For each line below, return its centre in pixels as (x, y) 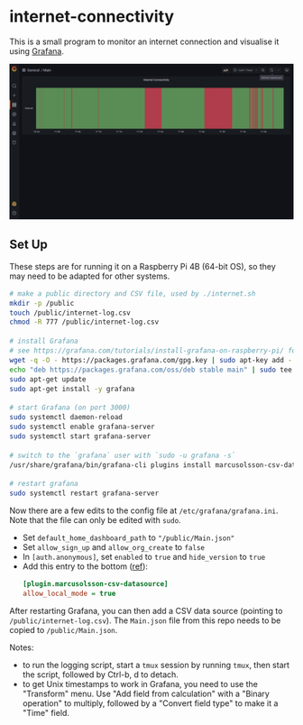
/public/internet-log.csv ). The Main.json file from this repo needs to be (145, 620)
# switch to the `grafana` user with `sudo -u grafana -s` (123, 455)
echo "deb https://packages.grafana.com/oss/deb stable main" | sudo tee (151, 370)
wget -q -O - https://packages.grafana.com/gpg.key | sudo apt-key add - (151, 360)
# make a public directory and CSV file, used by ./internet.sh (133, 294)
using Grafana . (37, 50)
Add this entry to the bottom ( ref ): (85, 566)
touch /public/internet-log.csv (70, 313)
